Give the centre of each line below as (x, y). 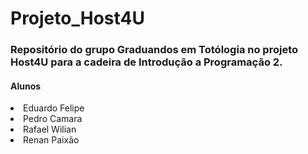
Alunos (26, 86)
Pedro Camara (53, 119)
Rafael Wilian (50, 129)
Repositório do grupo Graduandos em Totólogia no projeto (154, 50)
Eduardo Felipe (54, 108)
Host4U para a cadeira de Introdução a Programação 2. (146, 62)
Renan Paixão (51, 140)
